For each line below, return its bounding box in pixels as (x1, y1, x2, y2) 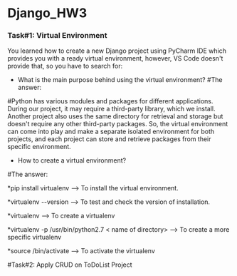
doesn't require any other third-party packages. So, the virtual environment (7, 120, 228, 128)
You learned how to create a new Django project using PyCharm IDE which (7, 46, 226, 55)
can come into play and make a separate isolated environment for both (7, 127, 215, 136)
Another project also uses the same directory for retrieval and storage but (7, 112, 223, 121)
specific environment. (7, 143, 71, 151)
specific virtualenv (7, 233, 62, 242)
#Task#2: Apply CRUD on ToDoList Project (7, 260, 133, 269)
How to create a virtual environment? (17, 156, 127, 165)
